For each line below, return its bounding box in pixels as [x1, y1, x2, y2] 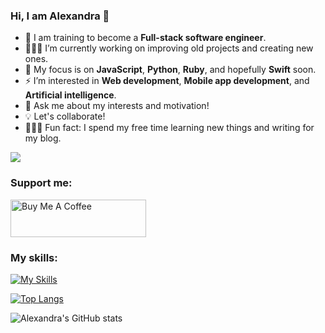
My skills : [10, 250, 58, 264]
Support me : [10, 176, 73, 190]
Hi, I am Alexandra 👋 [10, 9, 110, 23]
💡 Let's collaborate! [24, 110, 106, 123]
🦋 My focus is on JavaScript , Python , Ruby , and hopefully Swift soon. [24, 64, 317, 76]
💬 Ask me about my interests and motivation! [24, 100, 210, 112]
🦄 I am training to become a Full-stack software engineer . [24, 32, 267, 44]
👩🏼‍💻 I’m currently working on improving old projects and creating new [24, 42, 314, 54]
